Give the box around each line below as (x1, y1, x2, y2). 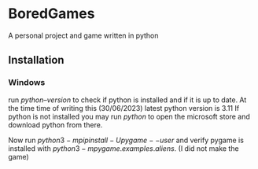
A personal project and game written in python (8, 31, 159, 40)
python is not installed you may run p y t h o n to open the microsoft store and (8, 112, 250, 121)
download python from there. (8, 119, 103, 130)
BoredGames (8, 5, 95, 23)
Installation (8, 53, 64, 67)
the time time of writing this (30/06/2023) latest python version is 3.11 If (8, 103, 240, 112)
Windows (8, 77, 46, 88)
